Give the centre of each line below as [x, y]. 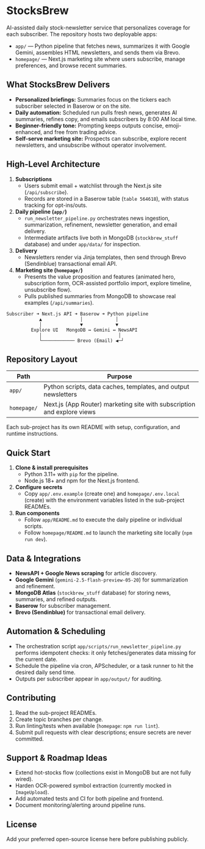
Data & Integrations [44, 559]
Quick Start [28, 453]
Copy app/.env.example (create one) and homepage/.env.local [102, 494]
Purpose [120, 376]
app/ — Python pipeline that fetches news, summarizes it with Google [103, 46]
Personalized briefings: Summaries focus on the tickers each [93, 99]
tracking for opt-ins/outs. [56, 205]
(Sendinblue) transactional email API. [71, 263]
